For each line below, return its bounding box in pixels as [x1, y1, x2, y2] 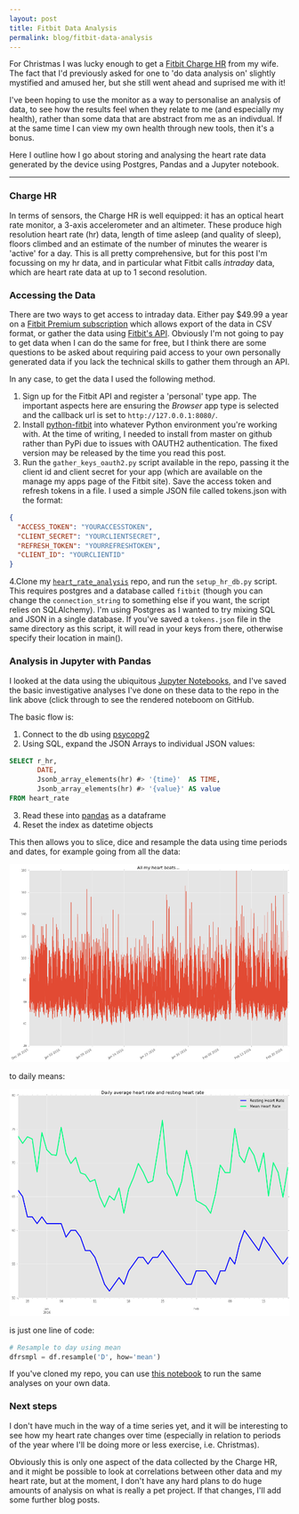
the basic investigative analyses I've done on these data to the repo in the [9, 685, 279, 696]
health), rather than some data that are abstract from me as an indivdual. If [9, 114, 283, 125]
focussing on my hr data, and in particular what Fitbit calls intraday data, [9, 257, 275, 268]
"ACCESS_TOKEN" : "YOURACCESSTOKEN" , [17, 522, 153, 531]
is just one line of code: [9, 1325, 95, 1335]
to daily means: [9, 1070, 65, 1081]
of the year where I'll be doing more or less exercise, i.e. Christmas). [9, 1439, 260, 1450]
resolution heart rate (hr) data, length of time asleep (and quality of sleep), [9, 229, 282, 239]
